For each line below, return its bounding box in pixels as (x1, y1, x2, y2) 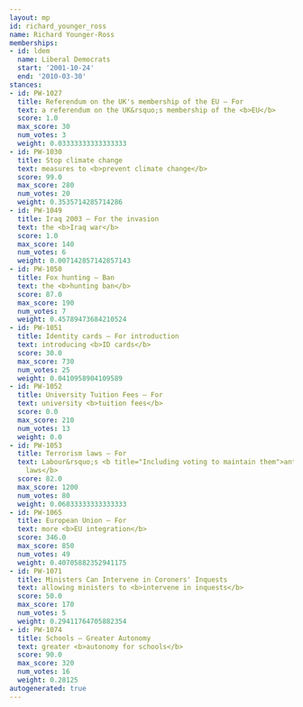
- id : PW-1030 (9, 147, 63, 156)
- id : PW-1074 (9, 625, 63, 634)
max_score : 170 (17, 601, 75, 610)
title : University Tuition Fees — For (17, 390, 164, 399)
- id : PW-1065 (9, 508, 63, 517)
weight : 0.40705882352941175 (17, 558, 127, 567)
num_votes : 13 (17, 424, 70, 433)
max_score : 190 (17, 298, 75, 308)
